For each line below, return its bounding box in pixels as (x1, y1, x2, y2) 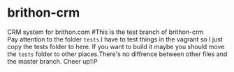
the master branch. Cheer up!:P (7, 57, 98, 65)
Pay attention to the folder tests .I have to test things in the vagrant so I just (7, 35, 224, 43)
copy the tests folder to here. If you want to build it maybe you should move (7, 42, 225, 51)
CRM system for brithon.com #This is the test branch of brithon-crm (7, 28, 204, 36)
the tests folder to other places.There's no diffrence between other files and (7, 50, 228, 58)
